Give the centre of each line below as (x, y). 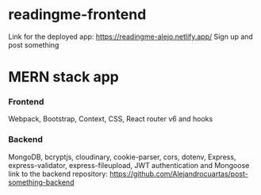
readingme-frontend (77, 15)
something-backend (41, 182)
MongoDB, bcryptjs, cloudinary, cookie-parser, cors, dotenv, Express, (122, 157)
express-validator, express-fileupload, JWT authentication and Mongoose (129, 165)
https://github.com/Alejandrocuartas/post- (179, 174)
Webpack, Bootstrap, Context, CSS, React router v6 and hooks (111, 119)
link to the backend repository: (58, 174)
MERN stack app (63, 77)
